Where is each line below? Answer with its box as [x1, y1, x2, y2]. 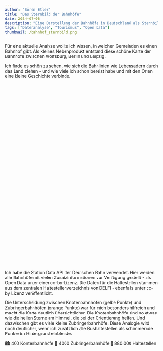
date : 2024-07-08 [5, 16, 40, 21]
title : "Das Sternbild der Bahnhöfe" [5, 12, 81, 17]
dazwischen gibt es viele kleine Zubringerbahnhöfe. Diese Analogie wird [5, 320, 150, 326]
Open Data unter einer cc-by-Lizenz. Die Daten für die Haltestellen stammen [5, 280, 158, 285]
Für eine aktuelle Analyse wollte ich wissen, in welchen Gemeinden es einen [5, 43, 157, 49]
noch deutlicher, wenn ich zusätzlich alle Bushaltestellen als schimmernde [5, 326, 153, 331]
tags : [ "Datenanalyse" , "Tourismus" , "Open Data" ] [5, 25, 110, 30]
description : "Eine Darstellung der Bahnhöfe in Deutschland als [5, 20, 140, 26]
